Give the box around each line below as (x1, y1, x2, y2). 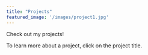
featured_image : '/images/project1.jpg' (6, 14, 109, 20)
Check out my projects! (6, 30, 64, 37)
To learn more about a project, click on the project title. (6, 42, 143, 49)
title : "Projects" (6, 8, 52, 15)
